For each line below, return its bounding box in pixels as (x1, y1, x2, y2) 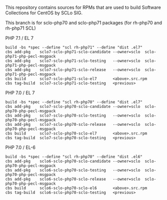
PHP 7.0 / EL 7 (5, 90, 35, 96)
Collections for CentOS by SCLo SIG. (5, 10, 83, 16)
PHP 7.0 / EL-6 (5, 144, 36, 150)
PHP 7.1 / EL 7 (5, 35, 34, 41)
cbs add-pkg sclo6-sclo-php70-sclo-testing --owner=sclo (5, 168, 140, 173)
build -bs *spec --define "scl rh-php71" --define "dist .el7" (5, 45, 143, 50)
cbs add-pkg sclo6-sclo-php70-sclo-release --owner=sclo (5, 176, 140, 182)
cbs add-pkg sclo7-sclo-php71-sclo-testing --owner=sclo (5, 58, 140, 63)
